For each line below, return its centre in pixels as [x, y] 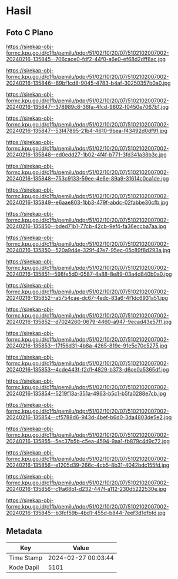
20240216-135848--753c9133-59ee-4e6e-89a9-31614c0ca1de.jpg [88, 178]
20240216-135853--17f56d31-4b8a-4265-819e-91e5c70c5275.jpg [87, 346]
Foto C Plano [30, 33]
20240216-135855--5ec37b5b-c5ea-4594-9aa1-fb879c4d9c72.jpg [88, 441]
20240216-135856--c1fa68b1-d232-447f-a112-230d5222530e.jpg [86, 489]
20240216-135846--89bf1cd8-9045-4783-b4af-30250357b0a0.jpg [89, 83]
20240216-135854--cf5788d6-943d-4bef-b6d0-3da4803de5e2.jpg [89, 417]
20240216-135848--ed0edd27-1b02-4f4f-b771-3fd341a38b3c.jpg [87, 155]
